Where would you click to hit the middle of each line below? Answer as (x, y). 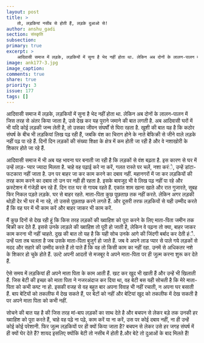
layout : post (23, 12)
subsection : (21, 40)
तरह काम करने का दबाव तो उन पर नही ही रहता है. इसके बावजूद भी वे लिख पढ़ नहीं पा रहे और (95, 180)
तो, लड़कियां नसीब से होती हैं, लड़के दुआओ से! (63, 23)
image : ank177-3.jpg (32, 63)
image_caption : (25, 68)
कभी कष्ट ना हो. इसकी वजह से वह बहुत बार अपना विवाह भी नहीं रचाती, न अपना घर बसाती (108, 287)
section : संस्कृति (25, 35)
